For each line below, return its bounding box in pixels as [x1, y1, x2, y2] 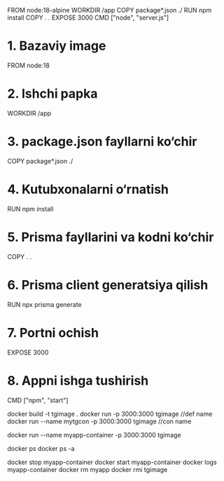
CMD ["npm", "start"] [7, 396, 69, 404]
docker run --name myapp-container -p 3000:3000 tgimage [7, 430, 181, 439]
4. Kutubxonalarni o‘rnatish [7, 182, 169, 197]
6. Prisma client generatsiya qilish [7, 277, 209, 293]
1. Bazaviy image [7, 38, 106, 54]
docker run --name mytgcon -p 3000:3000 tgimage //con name [7, 417, 192, 426]
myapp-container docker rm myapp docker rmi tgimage [7, 465, 168, 473]
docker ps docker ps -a [7, 444, 75, 452]
